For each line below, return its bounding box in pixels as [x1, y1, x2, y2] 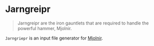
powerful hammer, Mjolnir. [17, 25, 72, 31]
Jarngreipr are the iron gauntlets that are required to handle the [17, 20, 149, 26]
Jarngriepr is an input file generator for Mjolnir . [5, 35, 103, 41]
